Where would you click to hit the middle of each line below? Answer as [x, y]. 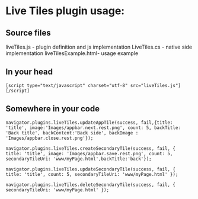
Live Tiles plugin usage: [65, 11]
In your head [29, 72]
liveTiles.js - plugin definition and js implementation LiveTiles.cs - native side [99, 47]
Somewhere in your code [53, 109]
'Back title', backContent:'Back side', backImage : [72, 133]
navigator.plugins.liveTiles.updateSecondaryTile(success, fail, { [91, 169]
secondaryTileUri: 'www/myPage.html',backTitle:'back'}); [79, 159]
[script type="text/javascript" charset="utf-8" [67, 85]
